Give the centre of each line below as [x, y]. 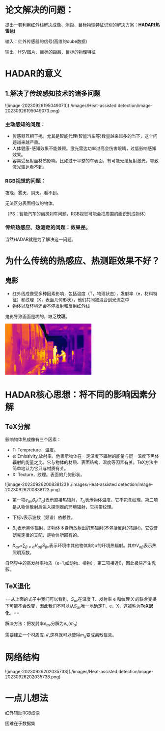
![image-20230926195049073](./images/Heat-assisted [61, 105]
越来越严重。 [29, 142]
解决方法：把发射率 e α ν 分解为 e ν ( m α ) [41, 624]
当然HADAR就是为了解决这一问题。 [41, 239]
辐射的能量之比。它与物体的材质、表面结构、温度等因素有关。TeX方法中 [85, 462]
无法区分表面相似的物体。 [31, 203]
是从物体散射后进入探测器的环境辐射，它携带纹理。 [64, 507]
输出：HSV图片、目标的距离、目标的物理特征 [51, 52]
